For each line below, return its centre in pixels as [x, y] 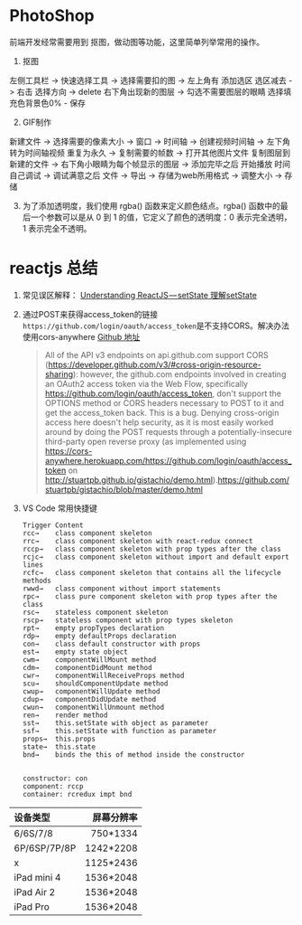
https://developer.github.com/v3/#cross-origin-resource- [155, 364]
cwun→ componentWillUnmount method [93, 707]
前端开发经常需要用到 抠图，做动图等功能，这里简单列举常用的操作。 [137, 42]
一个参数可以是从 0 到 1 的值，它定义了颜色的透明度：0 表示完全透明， [161, 217]
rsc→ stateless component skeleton [95, 612]
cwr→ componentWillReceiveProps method [103, 675]
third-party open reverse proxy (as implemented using [146, 441]
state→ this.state [59, 747]
